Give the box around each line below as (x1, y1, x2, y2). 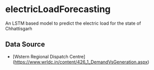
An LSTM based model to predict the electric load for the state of (5, 20, 141, 26)
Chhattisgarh (5, 25, 32, 31)
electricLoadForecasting (5, 4, 111, 15)
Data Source (5, 40, 45, 49)
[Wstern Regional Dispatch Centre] (12, 53, 86, 59)
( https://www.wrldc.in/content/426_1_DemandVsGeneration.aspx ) (12, 59, 149, 65)
